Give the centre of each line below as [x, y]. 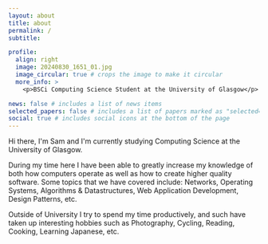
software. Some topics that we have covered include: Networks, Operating [131, 182]
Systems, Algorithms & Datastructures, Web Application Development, [124, 191]
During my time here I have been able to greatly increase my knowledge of [131, 165]
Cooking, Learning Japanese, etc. [64, 231]
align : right [37, 60]
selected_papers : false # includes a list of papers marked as [116, 111]
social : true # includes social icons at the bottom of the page [119, 119]
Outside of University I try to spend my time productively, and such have [127, 214]
